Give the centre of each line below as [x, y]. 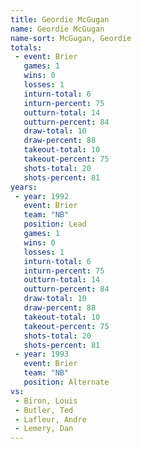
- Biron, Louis [46, 401]
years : [24, 187]
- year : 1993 [42, 354]
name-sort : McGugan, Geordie [71, 38]
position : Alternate [66, 382]
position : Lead [55, 224]
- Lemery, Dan [44, 429]
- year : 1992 [42, 196]
